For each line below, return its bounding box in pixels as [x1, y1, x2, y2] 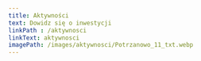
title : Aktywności [8, 11, 69, 20]
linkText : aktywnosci [8, 33, 80, 42]
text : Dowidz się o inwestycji [8, 19, 112, 27]
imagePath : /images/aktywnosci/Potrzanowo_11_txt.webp [8, 41, 194, 49]
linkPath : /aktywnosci [8, 26, 87, 34]
